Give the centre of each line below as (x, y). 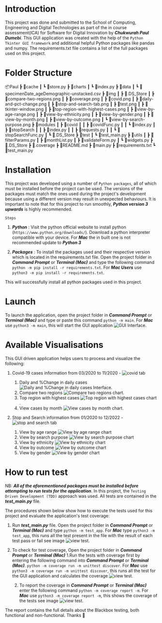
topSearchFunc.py (24, 135)
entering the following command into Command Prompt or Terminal (80, 560)
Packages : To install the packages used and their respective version (81, 252)
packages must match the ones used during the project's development (75, 194)
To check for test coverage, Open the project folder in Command (77, 550)
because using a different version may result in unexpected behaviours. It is (81, 199)
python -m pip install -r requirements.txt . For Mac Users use (77, 267)
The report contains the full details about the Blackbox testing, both (72, 610)
